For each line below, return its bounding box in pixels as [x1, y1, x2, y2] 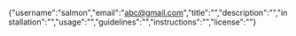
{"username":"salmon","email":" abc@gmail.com [8, 8, 183, 18]
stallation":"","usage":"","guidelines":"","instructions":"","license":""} [8, 17, 257, 27]
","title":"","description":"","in [183, 8, 288, 18]
